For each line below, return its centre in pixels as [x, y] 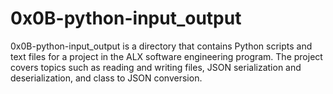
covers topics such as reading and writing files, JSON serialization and [156, 67]
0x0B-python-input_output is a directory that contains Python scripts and [161, 46]
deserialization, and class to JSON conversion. [106, 78]
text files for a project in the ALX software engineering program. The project [166, 56]
